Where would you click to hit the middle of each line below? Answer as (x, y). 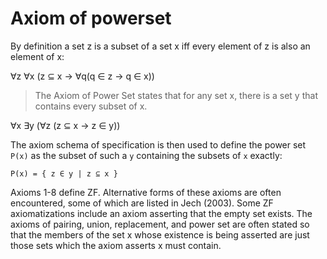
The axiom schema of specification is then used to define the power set (158, 144)
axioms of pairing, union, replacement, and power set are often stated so (160, 224)
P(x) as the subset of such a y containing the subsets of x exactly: (146, 155)
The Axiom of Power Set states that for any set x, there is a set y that (176, 95)
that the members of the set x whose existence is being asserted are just (160, 234)
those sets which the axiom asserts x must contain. (116, 245)
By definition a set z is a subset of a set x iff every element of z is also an (160, 46)
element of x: (37, 56)
